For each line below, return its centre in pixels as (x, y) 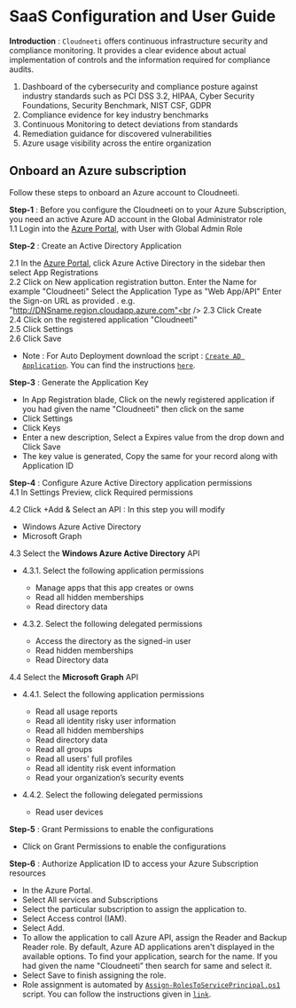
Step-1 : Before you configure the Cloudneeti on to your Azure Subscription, (148, 210)
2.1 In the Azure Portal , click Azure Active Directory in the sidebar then (137, 263)
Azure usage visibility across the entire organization (117, 143)
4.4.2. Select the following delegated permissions (113, 794)
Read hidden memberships (84, 650)
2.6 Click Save (35, 338)
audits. (21, 69)
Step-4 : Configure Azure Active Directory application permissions (131, 482)
